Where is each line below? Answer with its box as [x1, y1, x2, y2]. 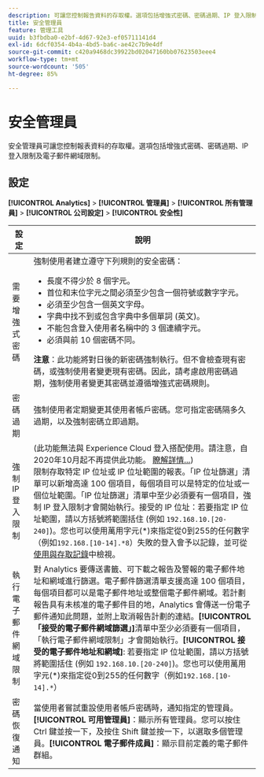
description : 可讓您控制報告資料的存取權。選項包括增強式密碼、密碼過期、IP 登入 [8, 11, 246, 20]
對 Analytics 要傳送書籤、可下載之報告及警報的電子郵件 [33, 564, 237, 575]
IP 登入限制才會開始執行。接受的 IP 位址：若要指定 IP [42, 501, 239, 512]
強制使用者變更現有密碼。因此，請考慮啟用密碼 [57, 366, 230, 377]
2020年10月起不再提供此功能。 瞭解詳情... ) [33, 454, 194, 465]
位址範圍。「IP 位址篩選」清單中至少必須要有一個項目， [41, 490, 244, 501]
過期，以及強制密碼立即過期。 [33, 416, 144, 427]
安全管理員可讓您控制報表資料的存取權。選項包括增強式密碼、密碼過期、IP [8, 141, 249, 150]
